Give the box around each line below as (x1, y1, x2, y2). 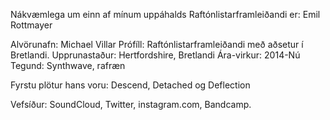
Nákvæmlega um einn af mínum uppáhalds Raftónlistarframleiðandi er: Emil (10, 9, 321, 20)
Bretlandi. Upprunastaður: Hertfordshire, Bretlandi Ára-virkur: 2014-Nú (10, 49, 301, 61)
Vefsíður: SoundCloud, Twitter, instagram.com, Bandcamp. (10, 99, 252, 110)
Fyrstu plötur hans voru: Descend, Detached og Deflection (10, 79, 251, 91)
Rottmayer (10, 19, 53, 31)
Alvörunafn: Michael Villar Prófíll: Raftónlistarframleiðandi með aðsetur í (10, 39, 304, 50)
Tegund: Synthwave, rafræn (10, 60, 126, 71)
